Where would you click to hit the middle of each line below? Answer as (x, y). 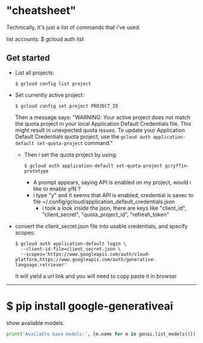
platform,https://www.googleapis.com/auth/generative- (85, 260)
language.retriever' (41, 265)
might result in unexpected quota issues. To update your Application (100, 130)
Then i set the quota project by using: (71, 154)
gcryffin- (177, 166)
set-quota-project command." (75, 143)
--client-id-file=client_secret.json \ (71, 249)
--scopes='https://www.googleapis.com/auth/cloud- (86, 254)
